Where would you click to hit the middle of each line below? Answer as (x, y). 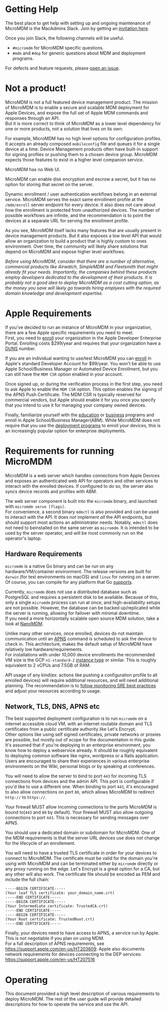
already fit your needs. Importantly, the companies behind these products (81, 272)
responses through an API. (32, 118)
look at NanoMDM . (24, 623)
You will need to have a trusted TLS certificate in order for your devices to (81, 853)
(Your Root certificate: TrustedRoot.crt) (50, 919)
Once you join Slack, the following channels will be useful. (65, 38)
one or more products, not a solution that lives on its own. (64, 129)
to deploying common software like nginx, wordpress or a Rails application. (82, 756)
